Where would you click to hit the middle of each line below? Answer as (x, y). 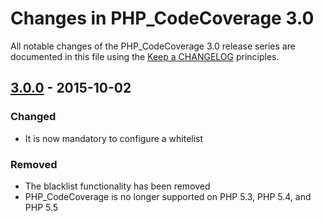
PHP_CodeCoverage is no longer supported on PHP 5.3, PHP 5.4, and (168, 196)
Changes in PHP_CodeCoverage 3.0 (162, 18)
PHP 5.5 (41, 207)
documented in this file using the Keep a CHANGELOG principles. (145, 56)
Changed (33, 117)
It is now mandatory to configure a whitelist (114, 138)
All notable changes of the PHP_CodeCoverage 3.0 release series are (153, 46)
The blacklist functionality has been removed (117, 186)
